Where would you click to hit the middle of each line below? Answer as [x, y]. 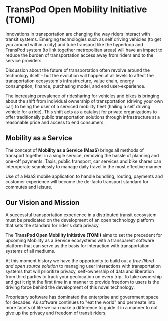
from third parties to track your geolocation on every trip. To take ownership [83, 276]
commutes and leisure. [29, 187]
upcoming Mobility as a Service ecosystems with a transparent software [80, 240]
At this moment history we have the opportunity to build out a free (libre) [80, 261]
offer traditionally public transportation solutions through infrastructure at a [83, 117]
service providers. [24, 60]
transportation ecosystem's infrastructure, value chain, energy [70, 81]
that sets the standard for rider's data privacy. [53, 225]
